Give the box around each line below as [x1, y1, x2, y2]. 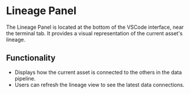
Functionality [6, 53, 56, 63]
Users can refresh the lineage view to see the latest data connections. [14, 81, 185, 88]
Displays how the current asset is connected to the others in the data [14, 69, 182, 76]
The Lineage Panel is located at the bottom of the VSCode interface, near [6, 23, 184, 31]
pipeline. [14, 75, 36, 82]
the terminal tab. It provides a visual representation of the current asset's [6, 29, 183, 36]
